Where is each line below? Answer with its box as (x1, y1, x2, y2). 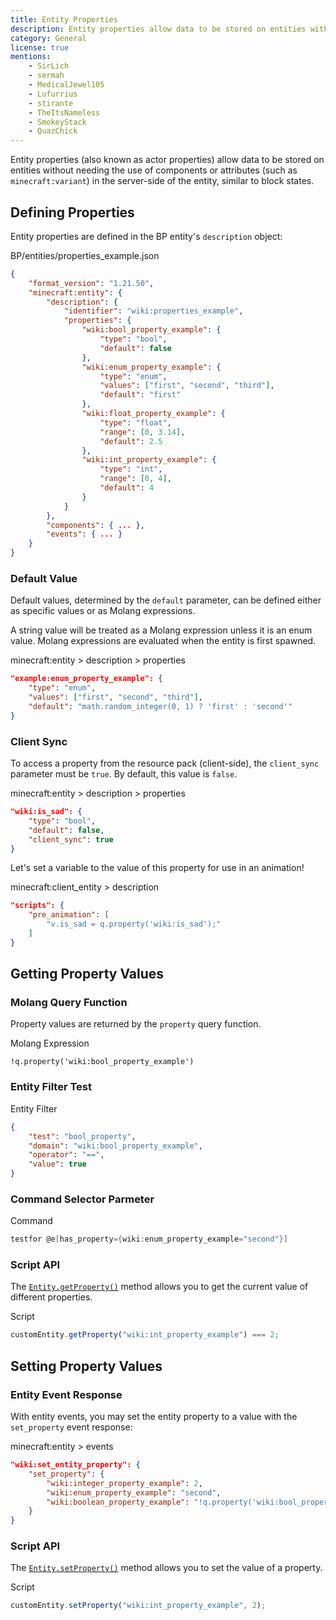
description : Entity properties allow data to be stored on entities (10, 24, 307, 34)
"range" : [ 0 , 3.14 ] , (99, 427, 186, 437)
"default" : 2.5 (99, 436, 163, 446)
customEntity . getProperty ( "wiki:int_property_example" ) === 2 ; (10, 1330, 280, 1340)
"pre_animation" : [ (28, 910, 110, 920)
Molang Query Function (10, 996, 128, 1010)
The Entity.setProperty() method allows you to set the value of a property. (10, 1562, 323, 1574)
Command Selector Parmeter (10, 1192, 155, 1206)
